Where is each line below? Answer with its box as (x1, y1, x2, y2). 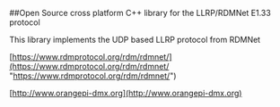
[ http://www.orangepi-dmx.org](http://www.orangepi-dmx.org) (9, 88, 242, 98)
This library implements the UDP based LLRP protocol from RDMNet (9, 35, 261, 45)
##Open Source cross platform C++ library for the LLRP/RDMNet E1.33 (9, 8, 271, 18)
